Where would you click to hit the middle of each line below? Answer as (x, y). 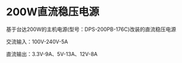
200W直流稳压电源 (53, 12)
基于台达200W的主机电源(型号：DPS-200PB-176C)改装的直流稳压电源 (91, 29)
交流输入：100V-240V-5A (37, 41)
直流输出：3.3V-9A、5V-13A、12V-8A (52, 54)
